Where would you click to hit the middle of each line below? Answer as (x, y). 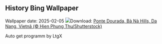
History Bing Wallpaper (42, 8)
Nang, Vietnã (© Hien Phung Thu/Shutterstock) (54, 26)
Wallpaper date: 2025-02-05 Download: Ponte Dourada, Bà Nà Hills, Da (81, 21)
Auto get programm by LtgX (34, 36)
